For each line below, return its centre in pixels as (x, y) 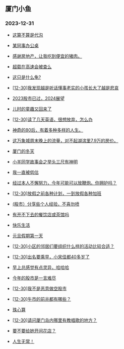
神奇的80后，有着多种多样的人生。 (48, 130)
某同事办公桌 (25, 45)
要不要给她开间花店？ (34, 331)
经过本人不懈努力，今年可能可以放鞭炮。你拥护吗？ (64, 182)
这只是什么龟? (27, 77)
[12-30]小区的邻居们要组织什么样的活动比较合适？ (63, 246)
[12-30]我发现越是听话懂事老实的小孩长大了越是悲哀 (65, 87)
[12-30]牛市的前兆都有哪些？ (42, 299)
